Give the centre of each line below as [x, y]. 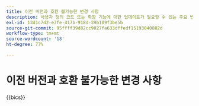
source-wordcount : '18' [36, 39]
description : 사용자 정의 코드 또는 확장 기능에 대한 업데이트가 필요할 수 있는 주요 [97, 17]
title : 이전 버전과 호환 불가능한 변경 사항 [53, 11]
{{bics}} [16, 97]
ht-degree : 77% [25, 45]
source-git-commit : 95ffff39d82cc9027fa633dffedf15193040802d [84, 28]
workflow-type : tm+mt [33, 34]
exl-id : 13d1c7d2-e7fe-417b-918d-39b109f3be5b [65, 22]
